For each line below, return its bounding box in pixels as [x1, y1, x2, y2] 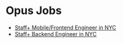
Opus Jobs [6, 4, 62, 18]
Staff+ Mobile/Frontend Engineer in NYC [14, 24, 117, 31]
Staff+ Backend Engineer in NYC [14, 30, 97, 37]
